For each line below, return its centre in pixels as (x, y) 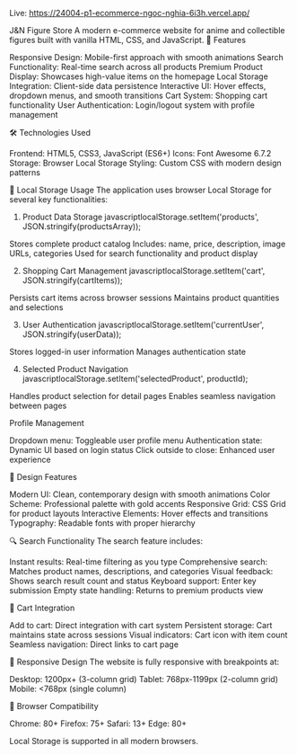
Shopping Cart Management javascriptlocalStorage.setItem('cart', (144, 271)
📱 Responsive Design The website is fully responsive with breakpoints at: (144, 662)
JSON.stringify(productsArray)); (82, 226)
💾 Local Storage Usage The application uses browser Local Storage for (140, 190)
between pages (38, 405)
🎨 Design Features (44, 477)
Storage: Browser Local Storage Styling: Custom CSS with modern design (146, 163)
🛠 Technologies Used (50, 133)
